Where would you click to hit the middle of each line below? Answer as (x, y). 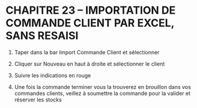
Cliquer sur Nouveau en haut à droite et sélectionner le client (89, 64)
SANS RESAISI (42, 36)
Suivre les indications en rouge (53, 75)
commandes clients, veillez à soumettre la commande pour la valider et (102, 93)
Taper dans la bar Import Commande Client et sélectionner (87, 52)
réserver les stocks (38, 100)
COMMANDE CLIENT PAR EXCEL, (90, 23)
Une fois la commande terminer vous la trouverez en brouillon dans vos (103, 87)
